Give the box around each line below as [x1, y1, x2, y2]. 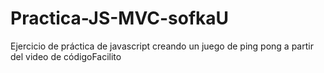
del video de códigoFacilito [10, 50, 122, 62]
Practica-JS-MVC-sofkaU [10, 7, 230, 30]
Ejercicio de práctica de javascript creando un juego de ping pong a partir [10, 40, 314, 52]
